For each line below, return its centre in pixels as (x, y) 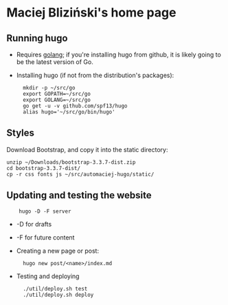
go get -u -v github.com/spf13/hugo (75, 106)
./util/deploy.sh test (55, 288)
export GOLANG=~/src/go (57, 100)
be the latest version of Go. (55, 62)
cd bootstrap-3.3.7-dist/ (43, 168)
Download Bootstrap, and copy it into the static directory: (87, 149)
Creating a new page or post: (58, 251)
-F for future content (45, 237)
